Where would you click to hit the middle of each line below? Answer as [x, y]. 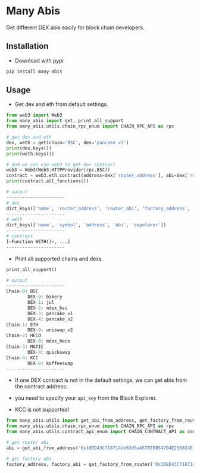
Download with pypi [39, 60]
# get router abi [28, 443]
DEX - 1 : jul [41, 303]
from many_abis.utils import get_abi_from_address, [71, 421]
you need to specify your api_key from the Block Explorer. [86, 398]
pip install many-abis [34, 71]
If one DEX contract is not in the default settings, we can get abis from [101, 380]
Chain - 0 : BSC [22, 291]
